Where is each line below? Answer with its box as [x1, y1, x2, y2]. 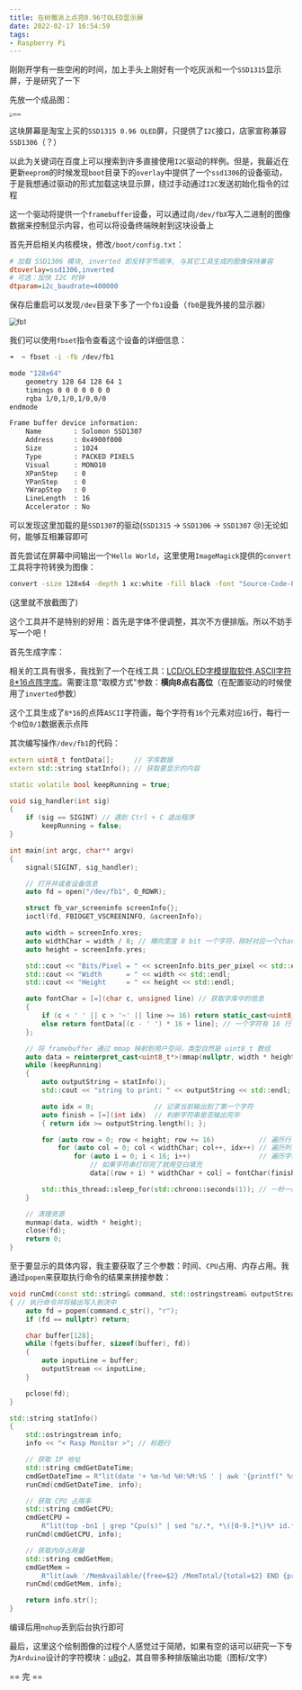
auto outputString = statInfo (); [41, 1078, 167, 1087]
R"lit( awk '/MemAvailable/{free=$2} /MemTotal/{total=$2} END [41, 1571, 280, 1580]
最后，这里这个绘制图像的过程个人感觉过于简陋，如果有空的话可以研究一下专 [9, 1640, 293, 1652]
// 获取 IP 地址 [25, 1455, 81, 1464]
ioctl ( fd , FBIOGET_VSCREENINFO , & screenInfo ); [25, 912, 203, 921]
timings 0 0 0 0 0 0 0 [25, 385, 111, 394]
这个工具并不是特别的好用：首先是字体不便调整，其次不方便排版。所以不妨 [9, 616, 285, 627]
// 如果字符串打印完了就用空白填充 [89, 1161, 203, 1170]
